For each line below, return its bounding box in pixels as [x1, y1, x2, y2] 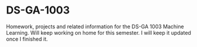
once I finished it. [6, 35, 48, 42]
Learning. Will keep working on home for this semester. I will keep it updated [6, 29, 191, 36]
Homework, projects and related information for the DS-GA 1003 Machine [6, 23, 184, 30]
